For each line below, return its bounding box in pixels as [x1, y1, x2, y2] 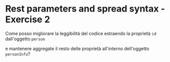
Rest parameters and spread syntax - [5, 3, 165, 15]
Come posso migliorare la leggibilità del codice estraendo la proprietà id [5, 30, 156, 36]
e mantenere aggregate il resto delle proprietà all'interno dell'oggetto [5, 45, 150, 51]
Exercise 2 [5, 14, 50, 25]
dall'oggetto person [5, 36, 46, 42]
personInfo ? [5, 51, 30, 57]
